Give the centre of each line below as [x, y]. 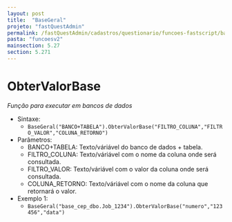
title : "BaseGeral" [37, 20]
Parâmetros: [35, 140]
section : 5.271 [29, 53]
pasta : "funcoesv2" [35, 39]
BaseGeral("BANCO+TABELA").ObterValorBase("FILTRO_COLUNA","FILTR [125, 127]
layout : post [26, 13]
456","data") [46, 212]
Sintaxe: [29, 119]
